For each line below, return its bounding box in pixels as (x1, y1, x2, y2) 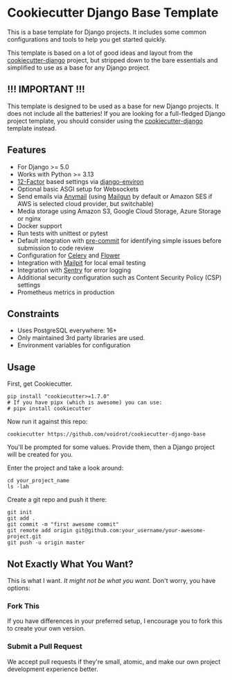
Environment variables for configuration (17, 341, 131, 350)
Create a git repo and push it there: (7, 495, 107, 504)
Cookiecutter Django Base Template (7, 5, 219, 21)
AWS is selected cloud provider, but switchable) (17, 199, 154, 207)
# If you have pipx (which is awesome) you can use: (7, 399, 163, 407)
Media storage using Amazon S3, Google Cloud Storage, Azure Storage (17, 207, 222, 215)
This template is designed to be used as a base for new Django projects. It (7, 102, 220, 110)
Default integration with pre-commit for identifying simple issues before (17, 236, 222, 244)
